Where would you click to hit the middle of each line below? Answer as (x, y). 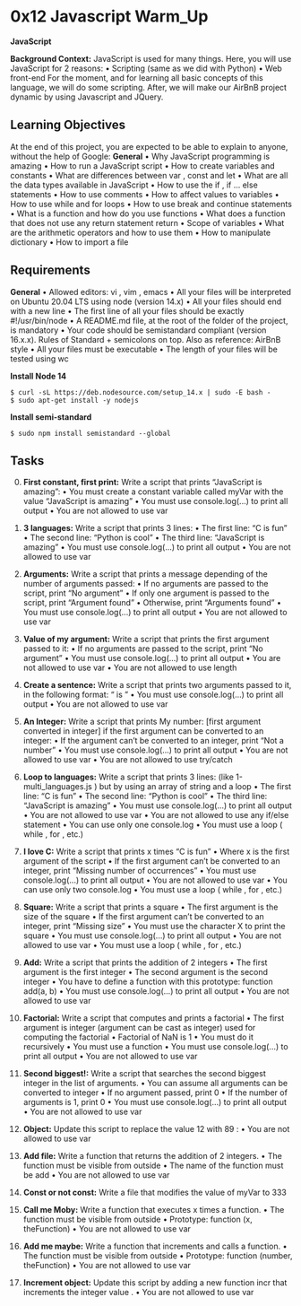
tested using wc (40, 358)
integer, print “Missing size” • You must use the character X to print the (154, 927)
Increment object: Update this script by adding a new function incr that (155, 1283)
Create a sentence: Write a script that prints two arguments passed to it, (157, 685)
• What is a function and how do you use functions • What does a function (148, 213)
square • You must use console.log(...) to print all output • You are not (152, 936)
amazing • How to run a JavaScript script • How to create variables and (143, 165)
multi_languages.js (57, 787)
